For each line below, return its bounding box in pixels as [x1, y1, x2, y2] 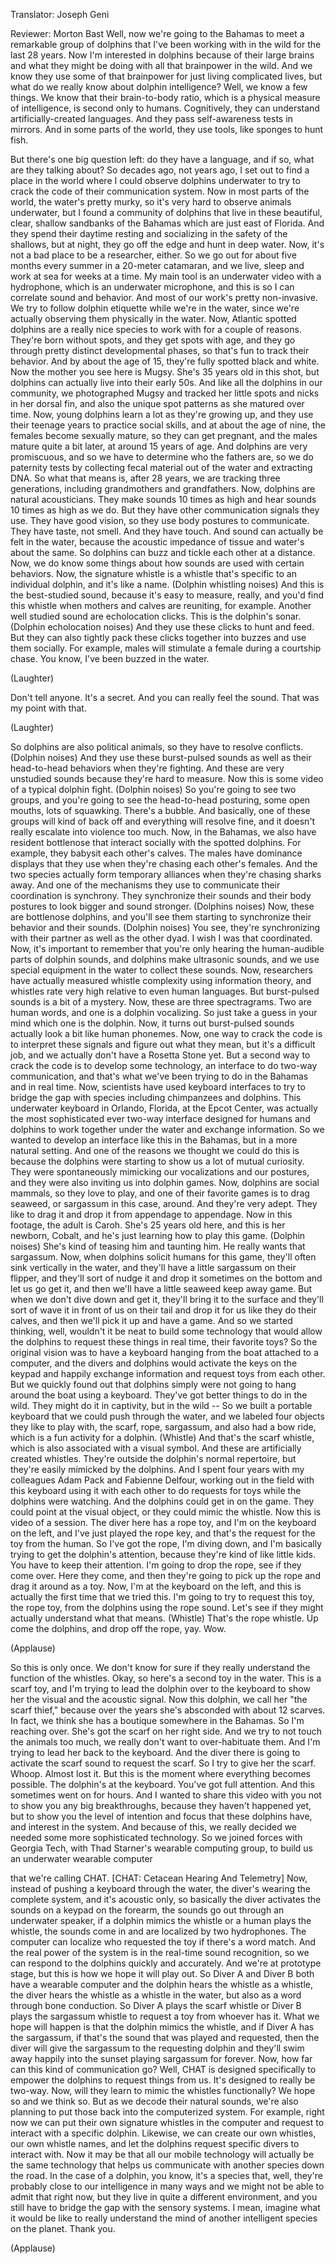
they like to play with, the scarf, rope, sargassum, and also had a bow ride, [10, 1421, 317, 1433]
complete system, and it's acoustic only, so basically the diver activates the [10, 1894, 322, 1905]
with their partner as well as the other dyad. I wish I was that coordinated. [10, 932, 313, 944]
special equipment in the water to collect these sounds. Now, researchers [10, 964, 313, 976]
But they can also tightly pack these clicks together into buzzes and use [10, 632, 307, 643]
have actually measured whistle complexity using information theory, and [10, 975, 312, 986]
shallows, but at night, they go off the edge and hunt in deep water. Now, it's [10, 239, 325, 250]
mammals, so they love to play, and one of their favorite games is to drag [10, 1187, 310, 1199]
